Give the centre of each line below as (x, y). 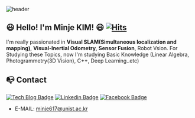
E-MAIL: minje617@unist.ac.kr (51, 109)
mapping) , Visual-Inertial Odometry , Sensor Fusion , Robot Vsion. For (92, 48)
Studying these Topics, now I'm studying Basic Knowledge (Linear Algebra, (98, 54)
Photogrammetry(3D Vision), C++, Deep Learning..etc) (73, 60)
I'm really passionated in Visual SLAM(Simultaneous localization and (92, 42)
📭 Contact (27, 80)
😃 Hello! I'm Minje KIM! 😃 (55, 27)
